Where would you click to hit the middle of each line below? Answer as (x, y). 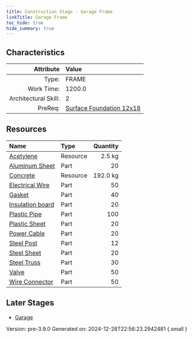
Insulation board (32, 204)
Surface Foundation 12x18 (103, 108)
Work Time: (44, 89)
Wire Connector (31, 281)
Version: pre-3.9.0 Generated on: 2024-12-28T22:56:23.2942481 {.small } (97, 328)
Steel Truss (25, 262)
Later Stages (30, 303)
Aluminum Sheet (32, 165)
